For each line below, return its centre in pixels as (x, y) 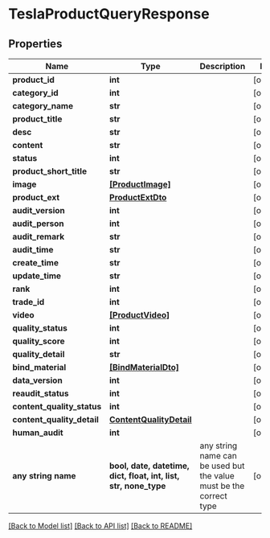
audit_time (33, 250)
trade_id (29, 302)
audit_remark (39, 236)
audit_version (39, 210)
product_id (33, 80)
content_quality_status (57, 407)
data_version (37, 380)
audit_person (38, 224)
